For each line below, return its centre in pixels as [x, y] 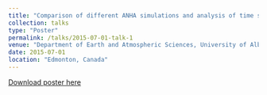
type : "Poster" [33, 30]
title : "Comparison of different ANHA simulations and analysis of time [131, 15]
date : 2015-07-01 [37, 52]
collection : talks [39, 23]
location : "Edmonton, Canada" [58, 60]
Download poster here [45, 82]
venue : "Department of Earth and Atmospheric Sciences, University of [128, 45]
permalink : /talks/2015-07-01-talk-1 [71, 38]
